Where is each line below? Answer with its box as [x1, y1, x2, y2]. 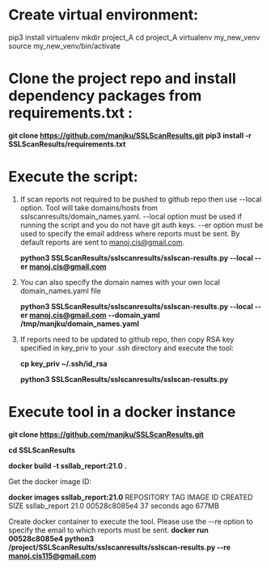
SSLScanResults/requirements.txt [8, 139, 126, 149]
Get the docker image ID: [8, 476, 91, 486]
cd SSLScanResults [8, 445, 75, 455]
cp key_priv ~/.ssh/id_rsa [19, 359, 108, 368]
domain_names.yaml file [19, 286, 101, 295]
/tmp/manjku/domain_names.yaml [19, 318, 140, 329]
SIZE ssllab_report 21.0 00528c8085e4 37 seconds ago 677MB [8, 500, 220, 511]
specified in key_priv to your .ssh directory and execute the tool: [19, 342, 235, 353]
